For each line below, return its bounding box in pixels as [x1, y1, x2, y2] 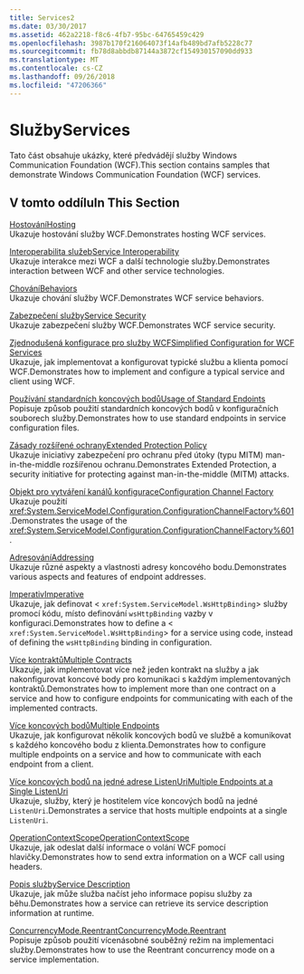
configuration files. [9, 422, 80, 433]
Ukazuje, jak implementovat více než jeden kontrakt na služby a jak [9, 664, 260, 675]
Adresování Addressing [9, 552, 95, 563]
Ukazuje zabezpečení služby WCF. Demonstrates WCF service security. [9, 320, 276, 331]
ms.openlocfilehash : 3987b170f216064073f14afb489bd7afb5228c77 [9, 38, 253, 48]
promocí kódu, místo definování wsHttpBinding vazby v [9, 608, 214, 619]
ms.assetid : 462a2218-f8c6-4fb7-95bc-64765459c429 [9, 30, 204, 39]
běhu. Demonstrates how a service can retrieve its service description [9, 898, 269, 909]
